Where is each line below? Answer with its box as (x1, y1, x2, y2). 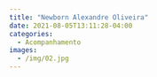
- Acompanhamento (17, 37, 82, 47)
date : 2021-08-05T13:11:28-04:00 (9, 21, 133, 30)
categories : (9, 29, 53, 38)
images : (9, 46, 38, 55)
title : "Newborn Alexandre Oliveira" (9, 12, 149, 22)
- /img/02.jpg (17, 54, 69, 63)
